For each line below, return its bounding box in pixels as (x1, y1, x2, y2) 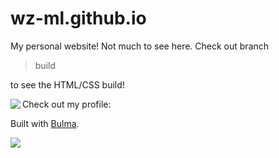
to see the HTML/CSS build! (10, 78, 125, 91)
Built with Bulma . (10, 117, 80, 129)
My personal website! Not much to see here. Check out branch (10, 40, 270, 52)
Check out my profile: (22, 98, 112, 110)
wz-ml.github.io (10, 7, 147, 30)
